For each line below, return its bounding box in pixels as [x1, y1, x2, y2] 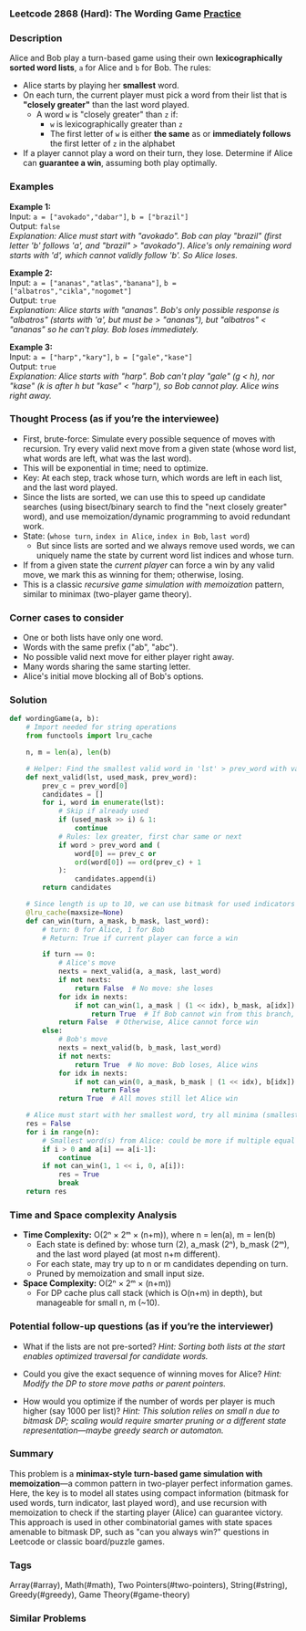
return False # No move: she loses [74, 984, 214, 993]
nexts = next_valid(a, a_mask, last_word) [57, 967, 222, 977]
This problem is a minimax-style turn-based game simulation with [9, 1468, 263, 1479]
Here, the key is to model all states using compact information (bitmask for [9, 1487, 290, 1499]
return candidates [42, 883, 112, 893]
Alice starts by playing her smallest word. [22, 80, 179, 91]
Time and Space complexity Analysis [9, 1208, 178, 1221]
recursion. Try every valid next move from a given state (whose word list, [22, 443, 297, 454]
